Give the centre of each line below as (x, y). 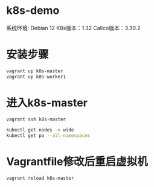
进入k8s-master (47, 103)
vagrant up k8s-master (35, 71)
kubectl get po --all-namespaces (48, 136)
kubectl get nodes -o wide (40, 130)
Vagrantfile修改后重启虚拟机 (77, 162)
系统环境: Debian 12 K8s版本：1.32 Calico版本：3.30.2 (73, 28)
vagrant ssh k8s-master (36, 119)
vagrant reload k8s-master (40, 179)
